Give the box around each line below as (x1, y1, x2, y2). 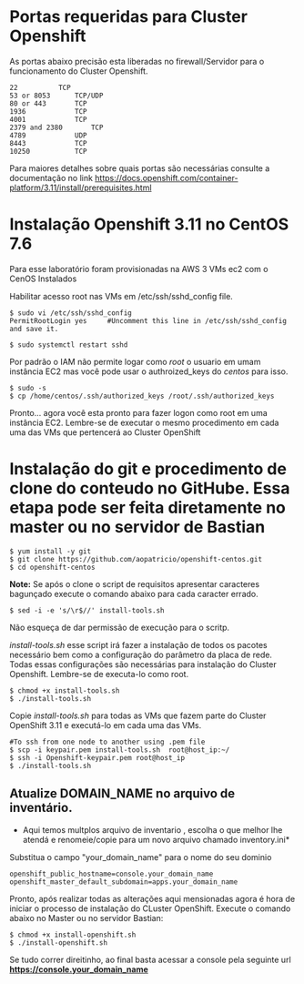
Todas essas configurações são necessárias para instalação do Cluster (9, 658, 277, 670)
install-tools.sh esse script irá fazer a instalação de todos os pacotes (9, 639, 268, 650)
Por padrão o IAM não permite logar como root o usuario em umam (9, 356, 261, 367)
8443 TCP (9, 138, 88, 147)
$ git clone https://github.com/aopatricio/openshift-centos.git (9, 554, 262, 563)
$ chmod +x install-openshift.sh (9, 930, 137, 939)
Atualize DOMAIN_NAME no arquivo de (9, 786, 236, 802)
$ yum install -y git (9, 546, 92, 556)
